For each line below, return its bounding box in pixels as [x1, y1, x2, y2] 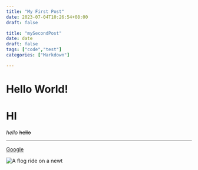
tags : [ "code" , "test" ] [6, 46, 62, 53]
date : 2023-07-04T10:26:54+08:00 [6, 14, 88, 20]
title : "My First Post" [6, 8, 65, 15]
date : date [6, 36, 33, 42]
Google [6, 145, 24, 153]
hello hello [6, 129, 31, 136]
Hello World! [6, 82, 68, 96]
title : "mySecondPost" [6, 30, 62, 36]
